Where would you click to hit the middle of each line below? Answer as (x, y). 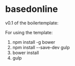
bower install (25, 53)
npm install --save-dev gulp (41, 47)
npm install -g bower (34, 42)
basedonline (32, 9)
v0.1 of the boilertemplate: (32, 23)
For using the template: (29, 32)
